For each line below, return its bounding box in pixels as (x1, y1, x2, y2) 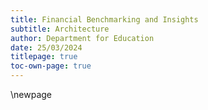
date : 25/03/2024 (10, 42, 83, 53)
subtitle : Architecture (10, 24, 110, 34)
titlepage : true (10, 52, 78, 62)
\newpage (10, 89, 53, 100)
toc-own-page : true (10, 61, 92, 71)
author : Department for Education (10, 33, 155, 43)
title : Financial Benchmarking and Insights (10, 14, 199, 25)
